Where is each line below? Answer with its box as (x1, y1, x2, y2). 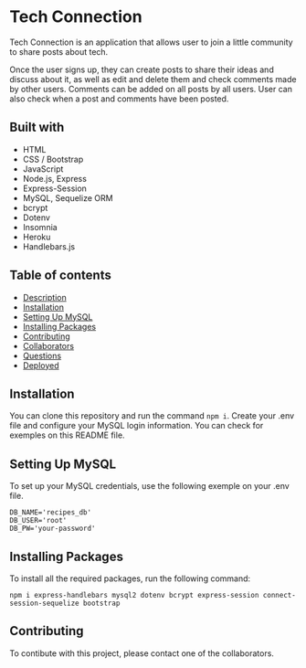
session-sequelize (9, 599, 79, 608)
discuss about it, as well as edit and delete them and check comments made (9, 73, 297, 84)
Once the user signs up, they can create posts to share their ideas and (9, 64, 274, 75)
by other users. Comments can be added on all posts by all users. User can (9, 83, 292, 94)
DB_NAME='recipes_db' (9, 508, 92, 517)
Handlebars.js (22, 240, 76, 252)
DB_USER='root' (9, 516, 68, 525)
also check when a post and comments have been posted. (9, 93, 229, 104)
